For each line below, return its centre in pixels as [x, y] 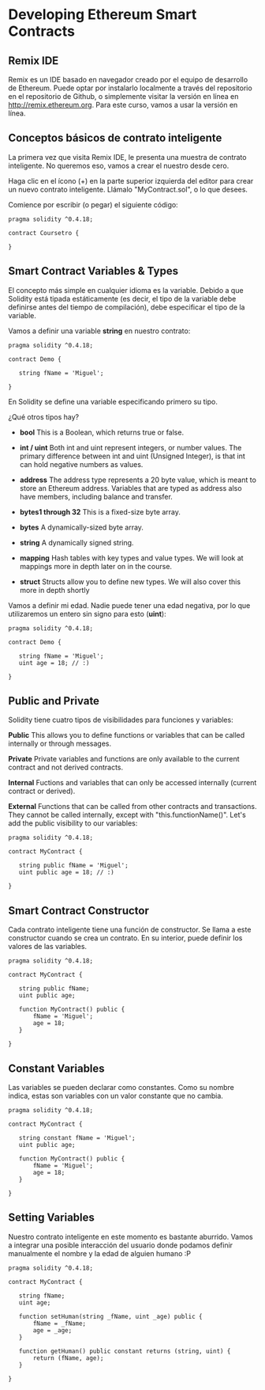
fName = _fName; [60, 1324]
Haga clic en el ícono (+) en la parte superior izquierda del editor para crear [131, 180]
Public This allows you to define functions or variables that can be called [127, 735]
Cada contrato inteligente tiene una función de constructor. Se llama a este [130, 930]
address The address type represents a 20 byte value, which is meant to [138, 480]
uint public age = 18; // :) [66, 872]
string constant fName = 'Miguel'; [77, 1138]
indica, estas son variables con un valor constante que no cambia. [116, 1096]
